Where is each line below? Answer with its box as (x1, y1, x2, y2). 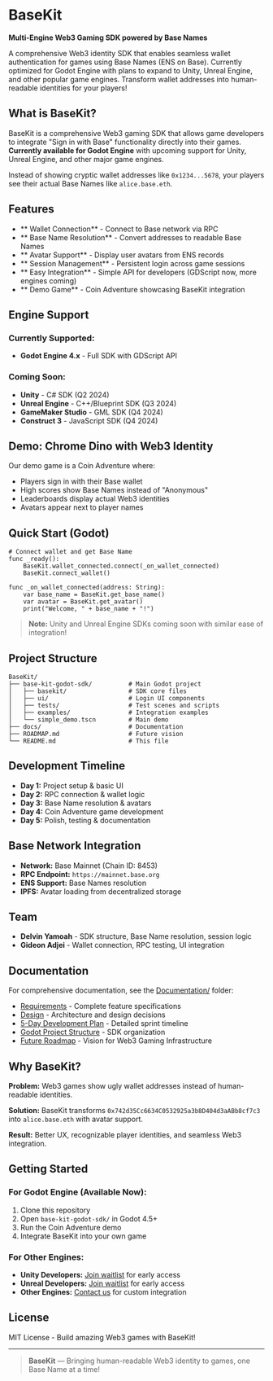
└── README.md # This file (8, 737, 169, 745)
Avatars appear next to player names (19, 502, 144, 512)
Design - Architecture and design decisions (19, 1010, 166, 1019)
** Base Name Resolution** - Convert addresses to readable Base (19, 232, 242, 242)
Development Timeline (8, 759, 126, 773)
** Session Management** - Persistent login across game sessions (19, 258, 245, 268)
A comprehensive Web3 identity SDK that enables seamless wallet (8, 48, 231, 58)
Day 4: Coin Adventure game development (19, 806, 164, 816)
